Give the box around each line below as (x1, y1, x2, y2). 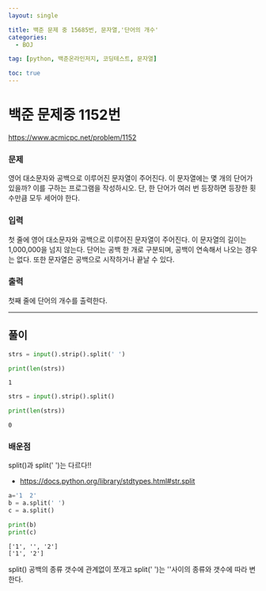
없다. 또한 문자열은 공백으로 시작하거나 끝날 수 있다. (16, 255, 175, 264)
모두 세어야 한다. (28, 194, 81, 203)
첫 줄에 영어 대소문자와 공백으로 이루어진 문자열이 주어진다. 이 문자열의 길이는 (8, 235, 247, 244)
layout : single (8, 11, 59, 20)
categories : (8, 33, 47, 41)
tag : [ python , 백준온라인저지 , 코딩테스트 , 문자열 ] (8, 55, 158, 63)
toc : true (8, 69, 41, 78)
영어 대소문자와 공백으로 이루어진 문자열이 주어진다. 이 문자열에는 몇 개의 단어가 (8, 174, 253, 183)
